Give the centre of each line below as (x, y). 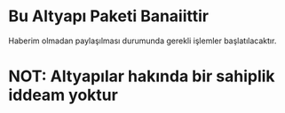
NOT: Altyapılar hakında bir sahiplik (142, 76)
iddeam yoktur (63, 95)
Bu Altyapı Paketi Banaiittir (109, 16)
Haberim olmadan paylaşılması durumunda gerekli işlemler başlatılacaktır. (142, 41)
